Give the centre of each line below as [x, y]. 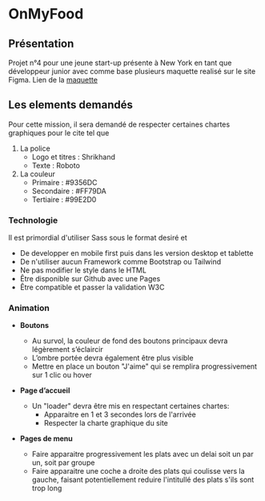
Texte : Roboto [56, 165]
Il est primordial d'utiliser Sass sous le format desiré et [98, 238]
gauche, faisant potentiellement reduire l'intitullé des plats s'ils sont [143, 480]
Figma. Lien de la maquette [53, 80]
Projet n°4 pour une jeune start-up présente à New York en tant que [120, 63]
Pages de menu [46, 438]
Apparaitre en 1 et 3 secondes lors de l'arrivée [120, 414]
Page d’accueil [45, 390]
